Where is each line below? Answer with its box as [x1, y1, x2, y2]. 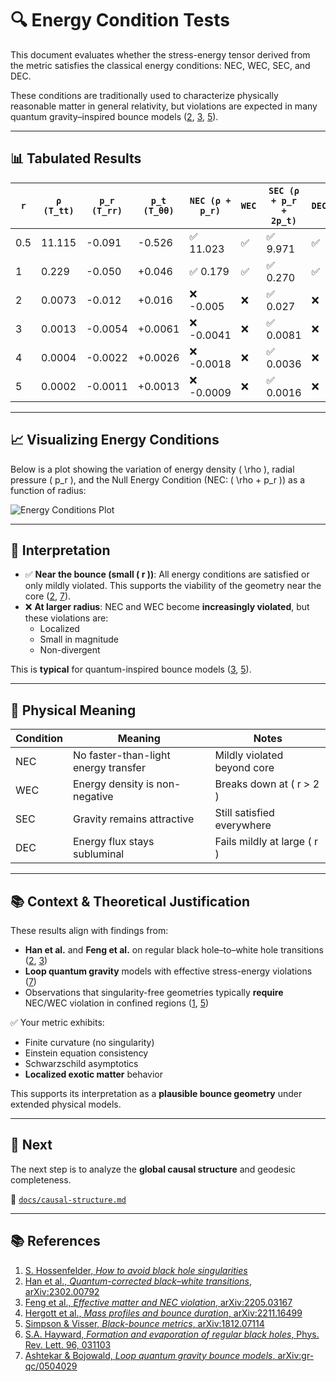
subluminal [73, 847, 125, 861]
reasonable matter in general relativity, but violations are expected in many [10, 100, 318, 112]
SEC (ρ [268, 185, 300, 196]
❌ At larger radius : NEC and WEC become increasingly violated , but [24, 601, 310, 613]
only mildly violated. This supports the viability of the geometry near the [24, 580, 322, 592]
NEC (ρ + [189, 195, 232, 206]
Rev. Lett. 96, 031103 [24, 1338, 112, 1351]
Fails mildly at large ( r [214, 835, 319, 849]
